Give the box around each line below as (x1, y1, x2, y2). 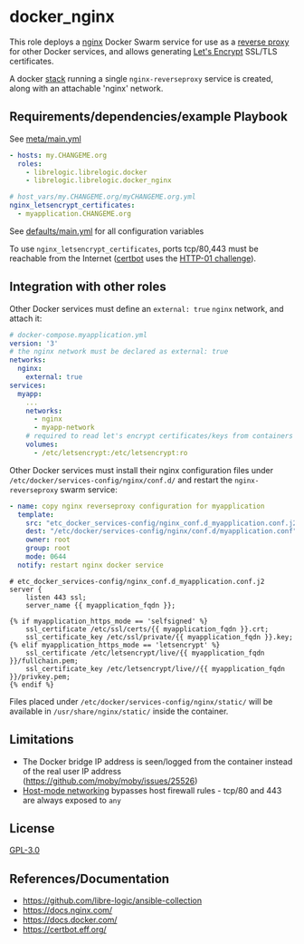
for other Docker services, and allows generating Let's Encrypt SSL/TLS (9, 45, 278, 56)
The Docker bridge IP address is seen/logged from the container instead (22, 755, 293, 767)
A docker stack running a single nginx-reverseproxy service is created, (9, 73, 274, 83)
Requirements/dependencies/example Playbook (9, 109, 288, 124)
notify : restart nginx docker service (17, 560, 165, 569)
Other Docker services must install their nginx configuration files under (9, 464, 274, 475)
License (9, 821, 55, 836)
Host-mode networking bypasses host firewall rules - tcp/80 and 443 (22, 784, 282, 795)
